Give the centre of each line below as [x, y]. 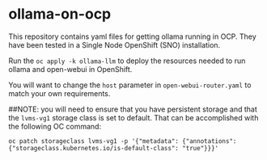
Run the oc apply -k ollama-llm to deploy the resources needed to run [127, 61]
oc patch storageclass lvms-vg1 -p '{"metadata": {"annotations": [123, 141]
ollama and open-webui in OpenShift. [70, 69]
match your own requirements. [59, 93]
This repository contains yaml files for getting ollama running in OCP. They [132, 36]
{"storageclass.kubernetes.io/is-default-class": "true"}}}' [114, 148]
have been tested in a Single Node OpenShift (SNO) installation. [114, 44]
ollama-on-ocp [60, 14]
